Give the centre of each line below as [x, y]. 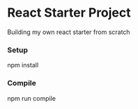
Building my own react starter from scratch [69, 32]
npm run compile [31, 98]
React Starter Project [69, 13]
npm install [23, 65]
